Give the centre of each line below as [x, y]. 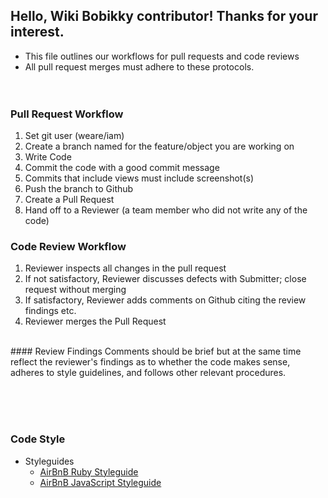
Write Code [48, 157]
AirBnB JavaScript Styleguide [100, 482]
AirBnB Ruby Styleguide [89, 471]
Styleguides [49, 461]
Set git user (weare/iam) [74, 136]
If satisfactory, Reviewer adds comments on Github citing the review [165, 300]
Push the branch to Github [79, 189]
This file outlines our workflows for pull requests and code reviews [162, 56]
